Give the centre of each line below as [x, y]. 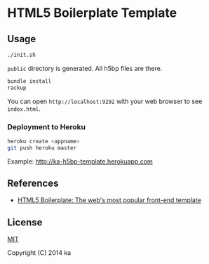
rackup [17, 88]
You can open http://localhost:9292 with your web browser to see [105, 101]
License [25, 222]
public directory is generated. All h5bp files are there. [85, 68]
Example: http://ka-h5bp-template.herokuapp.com [80, 161]
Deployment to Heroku [47, 126]
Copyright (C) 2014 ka [39, 253]
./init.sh [22, 55]
